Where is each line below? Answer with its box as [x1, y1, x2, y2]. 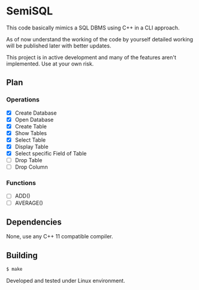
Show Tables [14, 129, 47, 136]
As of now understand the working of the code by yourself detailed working [6, 35, 194, 43]
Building [6, 250, 38, 261]
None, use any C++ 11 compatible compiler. [6, 233, 113, 240]
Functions [6, 179, 36, 187]
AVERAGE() [14, 199, 43, 207]
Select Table [14, 136, 46, 143]
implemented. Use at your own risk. [6, 60, 94, 67]
